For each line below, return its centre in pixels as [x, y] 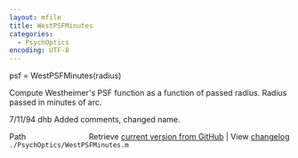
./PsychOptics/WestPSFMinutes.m [69, 146]
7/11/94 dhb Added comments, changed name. [95, 120]
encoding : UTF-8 [39, 51]
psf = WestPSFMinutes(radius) [65, 75]
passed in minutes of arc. [56, 102]
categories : [31, 34]
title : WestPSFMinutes [51, 26]
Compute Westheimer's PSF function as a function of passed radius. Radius [148, 93]
